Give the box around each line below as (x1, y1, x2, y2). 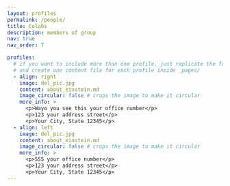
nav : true (7, 36, 36, 42)
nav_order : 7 (7, 42, 44, 49)
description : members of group (7, 29, 97, 36)
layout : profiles (7, 10, 57, 17)
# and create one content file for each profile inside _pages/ (13, 66, 201, 74)
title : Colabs (7, 23, 48, 29)
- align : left (13, 124, 53, 131)
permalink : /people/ (7, 16, 66, 23)
